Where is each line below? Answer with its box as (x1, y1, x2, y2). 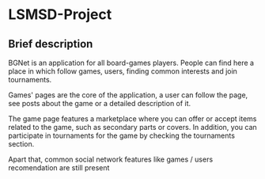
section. (8, 139, 35, 148)
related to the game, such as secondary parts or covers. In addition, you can (8, 123, 257, 131)
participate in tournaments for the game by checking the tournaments (8, 131, 236, 140)
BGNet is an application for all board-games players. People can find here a (8, 58, 255, 67)
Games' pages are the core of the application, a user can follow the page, (8, 90, 248, 100)
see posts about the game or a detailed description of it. (8, 99, 191, 108)
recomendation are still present (8, 163, 110, 172)
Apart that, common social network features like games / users (8, 154, 214, 164)
